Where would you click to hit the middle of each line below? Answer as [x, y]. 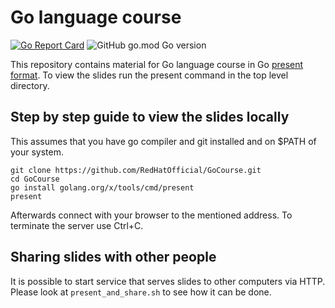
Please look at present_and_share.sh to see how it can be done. [141, 292]
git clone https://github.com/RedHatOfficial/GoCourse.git [136, 170]
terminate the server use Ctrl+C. [77, 225]
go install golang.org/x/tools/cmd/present [102, 187]
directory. [30, 85]
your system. [37, 152]
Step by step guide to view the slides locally [150, 117]
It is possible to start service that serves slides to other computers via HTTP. [168, 281]
